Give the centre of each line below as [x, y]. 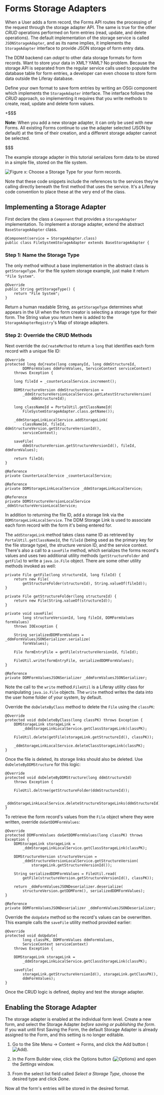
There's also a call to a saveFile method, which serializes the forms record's [82, 550]
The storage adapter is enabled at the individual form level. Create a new [78, 1019]
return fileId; [29, 459]
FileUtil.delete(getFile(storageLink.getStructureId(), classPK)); [84, 737]
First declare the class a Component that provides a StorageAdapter [71, 219]
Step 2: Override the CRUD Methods [49, 335]
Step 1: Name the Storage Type [42, 255]
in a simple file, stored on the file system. [46, 162]
